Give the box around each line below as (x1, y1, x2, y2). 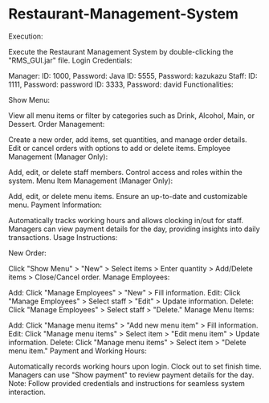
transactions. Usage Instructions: (8, 232, 118, 242)
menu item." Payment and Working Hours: (8, 346, 147, 356)
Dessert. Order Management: (8, 119, 105, 128)
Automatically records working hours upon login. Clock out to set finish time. (8, 361, 262, 371)
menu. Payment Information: (8, 200, 103, 210)
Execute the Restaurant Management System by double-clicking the (8, 47, 234, 56)
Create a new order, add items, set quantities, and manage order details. (8, 134, 247, 145)
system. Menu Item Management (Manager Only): (8, 176, 173, 185)
